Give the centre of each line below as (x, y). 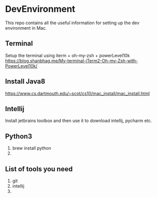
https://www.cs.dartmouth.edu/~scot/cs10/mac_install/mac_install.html (78, 93)
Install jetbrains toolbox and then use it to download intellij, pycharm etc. (78, 121)
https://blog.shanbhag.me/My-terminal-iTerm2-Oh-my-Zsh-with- (72, 61)
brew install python (32, 148)
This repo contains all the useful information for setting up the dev (72, 23)
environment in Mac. (26, 28)
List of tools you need (39, 169)
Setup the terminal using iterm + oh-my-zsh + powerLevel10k (67, 55)
